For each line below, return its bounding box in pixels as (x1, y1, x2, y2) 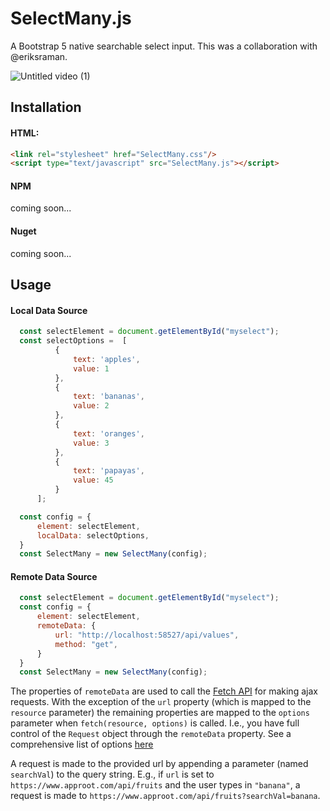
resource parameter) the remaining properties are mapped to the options (10, 707, 310, 719)
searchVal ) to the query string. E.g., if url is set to (10, 768, 215, 781)
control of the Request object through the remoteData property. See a (10, 728, 292, 740)
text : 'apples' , (73, 354, 141, 364)
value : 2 (73, 401, 110, 411)
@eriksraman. (10, 50, 68, 62)
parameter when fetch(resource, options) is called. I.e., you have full (10, 717, 300, 729)
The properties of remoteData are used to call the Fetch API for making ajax (10, 685, 318, 697)
